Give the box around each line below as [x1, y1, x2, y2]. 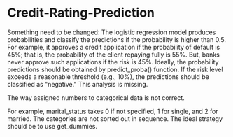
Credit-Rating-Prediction [7, 5, 155, 21]
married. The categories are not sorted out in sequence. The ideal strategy [7, 114, 223, 123]
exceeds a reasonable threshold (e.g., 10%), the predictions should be [7, 72, 210, 81]
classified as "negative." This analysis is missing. [7, 80, 148, 88]
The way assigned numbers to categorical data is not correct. [7, 93, 185, 102]
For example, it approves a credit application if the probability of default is [7, 43, 220, 51]
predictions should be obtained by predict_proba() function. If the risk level [7, 65, 223, 73]
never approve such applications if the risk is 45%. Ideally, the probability [7, 57, 219, 66]
